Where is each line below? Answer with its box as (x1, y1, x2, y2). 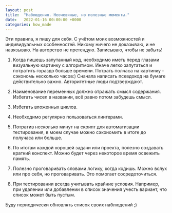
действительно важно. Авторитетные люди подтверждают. (12, 79, 143, 85)
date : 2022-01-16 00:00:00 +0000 (5, 17, 82, 22)
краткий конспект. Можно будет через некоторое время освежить (12, 150, 160, 157)
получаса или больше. (12, 134, 63, 141)
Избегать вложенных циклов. (12, 104, 78, 110)
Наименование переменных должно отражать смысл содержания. (12, 88, 161, 95)
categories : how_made (5, 22, 52, 27)
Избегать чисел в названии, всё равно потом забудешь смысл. (12, 94, 152, 100)
